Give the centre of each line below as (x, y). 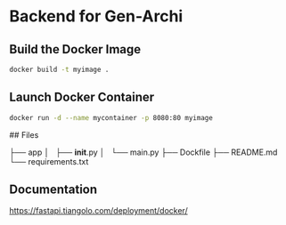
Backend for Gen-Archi (96, 16)
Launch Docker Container (82, 97)
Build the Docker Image (75, 49)
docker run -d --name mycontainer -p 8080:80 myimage (111, 117)
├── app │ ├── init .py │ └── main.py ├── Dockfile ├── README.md (143, 152)
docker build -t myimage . (59, 69)
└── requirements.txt (49, 161)
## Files (24, 134)
